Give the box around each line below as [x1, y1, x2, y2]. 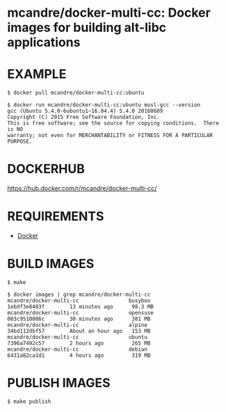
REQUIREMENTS [7, 209, 104, 224]
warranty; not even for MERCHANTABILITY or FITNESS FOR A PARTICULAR [7, 132, 213, 139]
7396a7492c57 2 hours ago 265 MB [7, 340, 151, 347]
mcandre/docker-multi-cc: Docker [7, 5, 211, 21]
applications [7, 35, 81, 50]
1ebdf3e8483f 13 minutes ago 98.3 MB [7, 303, 154, 310]
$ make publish [7, 398, 51, 405]
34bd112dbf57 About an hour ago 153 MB [7, 327, 151, 335]
